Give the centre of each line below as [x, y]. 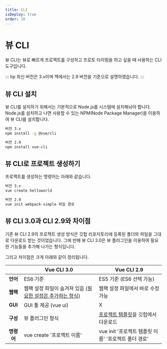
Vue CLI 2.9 [129, 269]
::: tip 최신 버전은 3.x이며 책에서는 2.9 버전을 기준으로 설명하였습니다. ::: [75, 77]
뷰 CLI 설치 [21, 94]
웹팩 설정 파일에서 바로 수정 [129, 288]
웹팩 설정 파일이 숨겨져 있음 [54, 288]
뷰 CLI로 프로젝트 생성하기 [43, 164]
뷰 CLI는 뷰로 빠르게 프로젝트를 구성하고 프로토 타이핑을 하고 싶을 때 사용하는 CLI [83, 60]
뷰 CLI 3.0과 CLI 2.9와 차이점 [48, 221]
